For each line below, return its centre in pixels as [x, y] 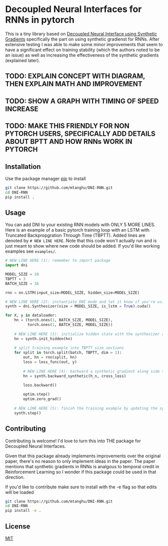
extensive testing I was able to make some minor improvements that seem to [84, 44]
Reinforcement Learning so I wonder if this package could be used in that [81, 472]
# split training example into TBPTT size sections [69, 348]
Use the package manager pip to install [45, 178]
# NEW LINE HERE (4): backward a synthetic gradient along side [91, 371]
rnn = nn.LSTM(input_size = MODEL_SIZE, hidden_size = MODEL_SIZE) [72, 293]
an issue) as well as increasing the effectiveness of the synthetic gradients [82, 55]
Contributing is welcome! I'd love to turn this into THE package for [73, 441]
